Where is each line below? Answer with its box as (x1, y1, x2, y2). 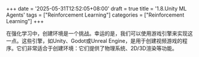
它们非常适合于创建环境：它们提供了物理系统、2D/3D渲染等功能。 (16, 45, 178, 52)
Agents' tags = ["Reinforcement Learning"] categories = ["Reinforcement (6, 11, 185, 18)
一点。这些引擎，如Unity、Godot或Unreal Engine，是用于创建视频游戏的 (6, 37, 182, 44)
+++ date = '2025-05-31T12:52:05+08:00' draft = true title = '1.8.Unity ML (6, 5, 187, 12)
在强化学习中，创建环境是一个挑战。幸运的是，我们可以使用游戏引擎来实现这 (6, 30, 193, 37)
